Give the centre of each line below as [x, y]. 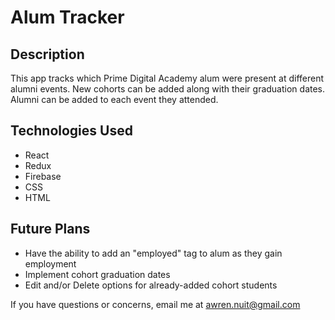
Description [47, 54]
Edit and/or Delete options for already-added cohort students [151, 285]
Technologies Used [71, 131]
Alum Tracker [67, 17]
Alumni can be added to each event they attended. [114, 99]
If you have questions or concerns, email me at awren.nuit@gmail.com [155, 304]
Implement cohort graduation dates [97, 274]
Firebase [43, 176]
